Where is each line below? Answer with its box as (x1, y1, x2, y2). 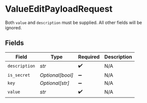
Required (78, 53, 100, 60)
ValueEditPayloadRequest (5, 3, 113, 15)
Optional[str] (40, 80, 70, 86)
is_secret (7, 72, 30, 78)
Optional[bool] (40, 72, 74, 79)
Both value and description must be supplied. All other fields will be (5, 20, 143, 25)
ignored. (5, 24, 22, 30)
